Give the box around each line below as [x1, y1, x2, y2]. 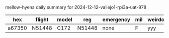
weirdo [147, 16, 164, 23]
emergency [102, 16, 131, 23]
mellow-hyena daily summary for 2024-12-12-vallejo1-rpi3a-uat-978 [5, 4, 147, 10]
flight [35, 16, 49, 23]
